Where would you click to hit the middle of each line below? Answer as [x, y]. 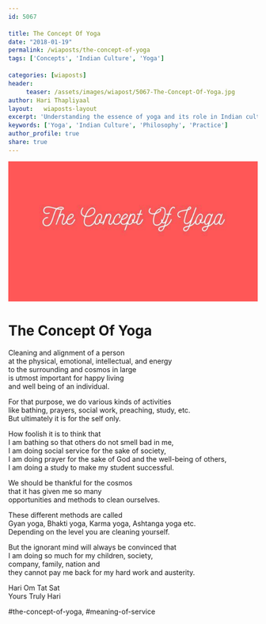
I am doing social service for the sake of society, [87, 451]
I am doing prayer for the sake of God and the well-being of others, [118, 459]
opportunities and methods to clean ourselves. [84, 500]
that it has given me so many [55, 492]
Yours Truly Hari [34, 596]
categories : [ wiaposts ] [47, 75]
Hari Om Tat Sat [34, 588]
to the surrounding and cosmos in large [72, 370]
